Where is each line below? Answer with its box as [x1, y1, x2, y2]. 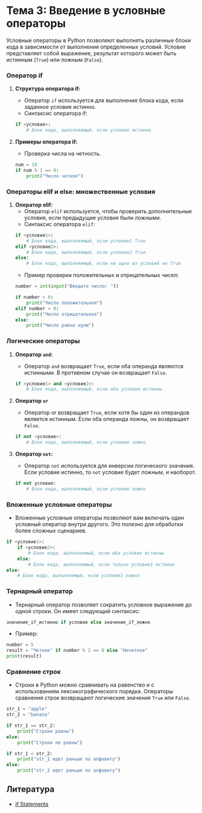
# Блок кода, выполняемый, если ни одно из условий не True [26, 261, 181, 267]
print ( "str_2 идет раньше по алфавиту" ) [17, 767, 121, 774]
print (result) [6, 653, 42, 659]
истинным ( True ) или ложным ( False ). [6, 56, 103, 63]
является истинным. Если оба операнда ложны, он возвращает [24, 416, 189, 423]
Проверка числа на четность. [24, 149, 101, 157]
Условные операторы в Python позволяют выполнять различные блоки [6, 36, 191, 44]
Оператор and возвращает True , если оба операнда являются [24, 362, 184, 369]
